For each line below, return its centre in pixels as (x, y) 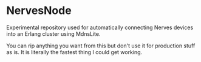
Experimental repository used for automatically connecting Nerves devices (100, 27)
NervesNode (39, 11)
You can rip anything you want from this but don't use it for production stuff (101, 46)
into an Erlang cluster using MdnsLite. (54, 33)
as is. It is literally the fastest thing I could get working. (74, 52)
